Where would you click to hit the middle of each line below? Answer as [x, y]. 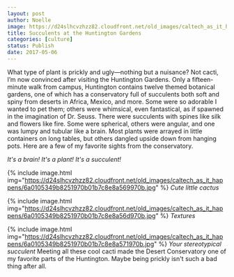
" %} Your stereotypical [187, 244]
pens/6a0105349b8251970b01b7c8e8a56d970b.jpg [81, 215]
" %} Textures [175, 215]
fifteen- [203, 79]
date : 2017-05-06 [32, 53]
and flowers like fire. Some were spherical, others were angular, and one [111, 124]
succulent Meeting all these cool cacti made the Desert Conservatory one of [117, 251]
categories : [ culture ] [40, 40]
